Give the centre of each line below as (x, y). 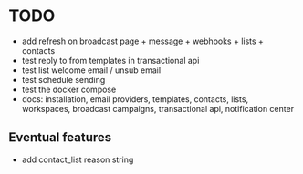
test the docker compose (69, 89)
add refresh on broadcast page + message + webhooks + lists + (142, 41)
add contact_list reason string (78, 159)
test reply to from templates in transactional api (110, 60)
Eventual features (60, 138)
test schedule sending (63, 79)
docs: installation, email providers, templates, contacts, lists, (135, 99)
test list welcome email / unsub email (91, 70)
